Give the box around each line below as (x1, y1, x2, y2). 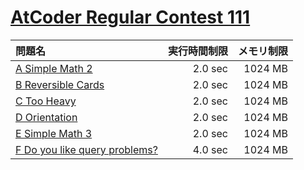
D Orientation (15, 110, 78, 124)
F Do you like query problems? (15, 142, 158, 156)
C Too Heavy (15, 94, 77, 108)
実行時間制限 (167, 44, 228, 58)
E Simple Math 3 (15, 126, 93, 140)
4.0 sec (192, 142, 228, 156)
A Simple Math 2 (15, 61, 93, 75)
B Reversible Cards (15, 77, 105, 91)
